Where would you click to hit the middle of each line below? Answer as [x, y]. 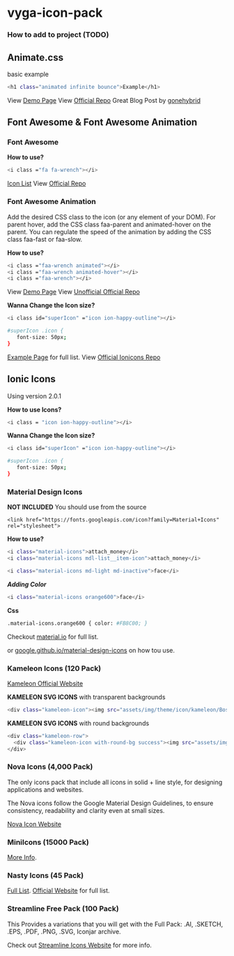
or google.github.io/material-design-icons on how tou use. [91, 650]
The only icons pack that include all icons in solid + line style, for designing [115, 782]
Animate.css [36, 57]
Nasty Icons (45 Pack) [46, 875]
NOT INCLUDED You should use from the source [77, 507]
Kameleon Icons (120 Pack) [54, 668]
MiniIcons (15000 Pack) [48, 842]
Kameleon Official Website [45, 683]
